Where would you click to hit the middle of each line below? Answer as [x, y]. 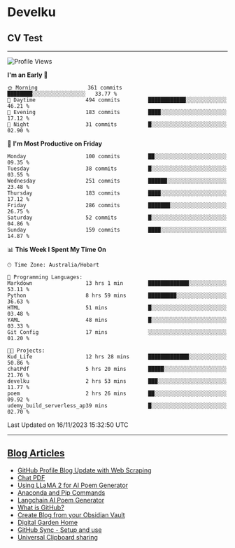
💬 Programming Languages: [45, 277]
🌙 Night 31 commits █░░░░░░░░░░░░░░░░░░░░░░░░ [117, 125]
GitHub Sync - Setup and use [59, 530]
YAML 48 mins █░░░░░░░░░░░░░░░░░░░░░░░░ [117, 320]
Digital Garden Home [48, 522]
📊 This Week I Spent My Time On [57, 250]
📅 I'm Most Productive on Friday [55, 143]
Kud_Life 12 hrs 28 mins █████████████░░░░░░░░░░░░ [117, 357]
